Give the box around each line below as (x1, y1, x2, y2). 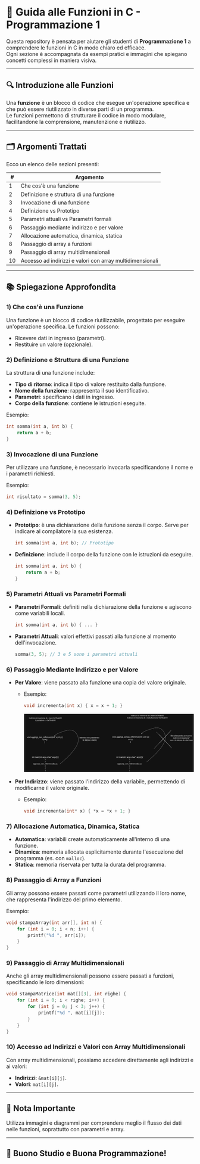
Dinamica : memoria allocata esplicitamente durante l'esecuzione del (14, 848, 183, 855)
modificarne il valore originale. (14, 785, 90, 792)
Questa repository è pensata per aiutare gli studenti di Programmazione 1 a (6, 38, 192, 45)
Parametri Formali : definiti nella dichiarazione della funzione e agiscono (14, 603, 192, 610)
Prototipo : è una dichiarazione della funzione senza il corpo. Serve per (14, 521, 189, 529)
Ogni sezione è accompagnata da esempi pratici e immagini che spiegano (6, 50, 187, 57)
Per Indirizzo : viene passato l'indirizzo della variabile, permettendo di (14, 778, 186, 785)
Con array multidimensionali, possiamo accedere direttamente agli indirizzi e (6, 1056, 194, 1063)
